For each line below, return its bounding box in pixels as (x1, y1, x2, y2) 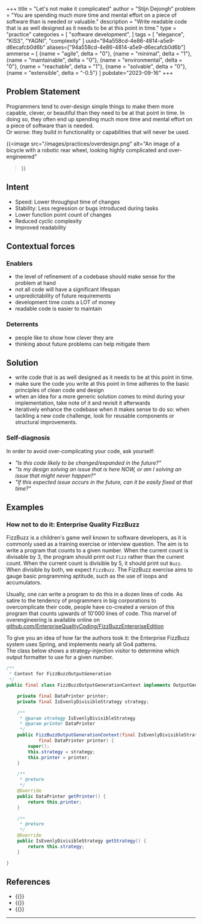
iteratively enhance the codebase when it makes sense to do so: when (14, 406, 189, 413)
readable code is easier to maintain (14, 305, 102, 313)
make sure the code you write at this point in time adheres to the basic (14, 380, 189, 387)
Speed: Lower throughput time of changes (14, 198, 120, 205)
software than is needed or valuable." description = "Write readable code (6, 18, 188, 25)
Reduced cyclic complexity (14, 217, 82, 225)
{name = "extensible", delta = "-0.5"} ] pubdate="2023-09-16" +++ (6, 69, 173, 76)
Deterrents (6, 320, 39, 328)
